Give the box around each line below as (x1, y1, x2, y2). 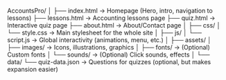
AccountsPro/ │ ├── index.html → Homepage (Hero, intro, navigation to (7, 7, 213, 14)
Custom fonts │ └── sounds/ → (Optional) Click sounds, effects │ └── (7, 50, 210, 59)
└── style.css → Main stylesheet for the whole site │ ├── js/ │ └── (7, 28, 202, 37)
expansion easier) (7, 66, 59, 73)
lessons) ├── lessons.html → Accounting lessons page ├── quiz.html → (7, 14, 216, 22)
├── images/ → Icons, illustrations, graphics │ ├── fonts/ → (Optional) (7, 43, 210, 51)
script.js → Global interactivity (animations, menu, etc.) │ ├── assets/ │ (7, 36, 211, 44)
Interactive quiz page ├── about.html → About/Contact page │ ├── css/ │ (7, 21, 221, 29)
